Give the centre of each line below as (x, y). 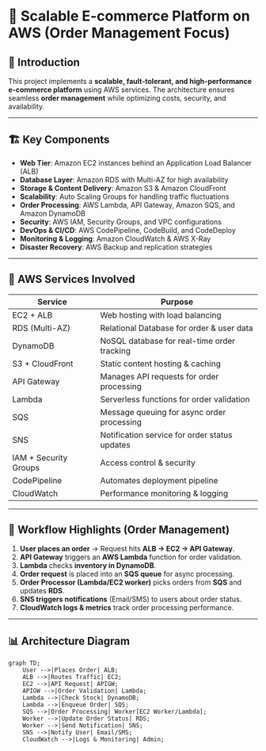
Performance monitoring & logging (164, 493)
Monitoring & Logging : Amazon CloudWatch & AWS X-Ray (115, 238)
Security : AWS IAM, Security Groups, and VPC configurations (120, 222)
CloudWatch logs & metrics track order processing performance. (127, 608)
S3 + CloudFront (43, 364)
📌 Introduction (44, 62)
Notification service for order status (166, 435)
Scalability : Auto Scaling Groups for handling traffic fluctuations (124, 196)
